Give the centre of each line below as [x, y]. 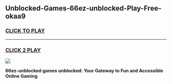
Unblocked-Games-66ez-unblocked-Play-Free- [83, 8]
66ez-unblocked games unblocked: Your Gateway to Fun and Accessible [84, 70]
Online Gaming [21, 76]
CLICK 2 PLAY [23, 50]
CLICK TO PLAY [25, 31]
